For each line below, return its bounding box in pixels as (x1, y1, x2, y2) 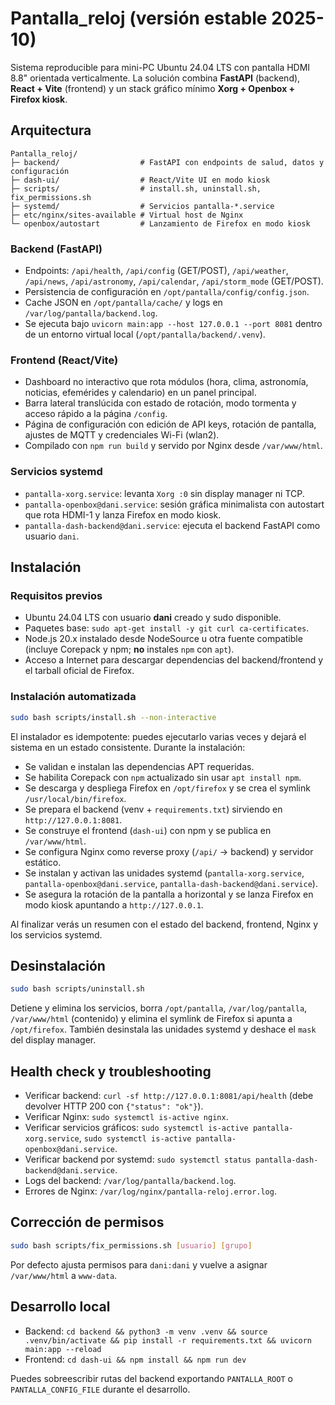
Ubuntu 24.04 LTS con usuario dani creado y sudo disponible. (24, 612, 282, 624)
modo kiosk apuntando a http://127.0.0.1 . (24, 898, 204, 911)
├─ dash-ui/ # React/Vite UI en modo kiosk (10, 175, 271, 185)
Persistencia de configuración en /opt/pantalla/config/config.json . (24, 286, 310, 298)
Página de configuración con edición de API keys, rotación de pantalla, (24, 418, 317, 431)
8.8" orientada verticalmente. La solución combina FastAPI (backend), (10, 72, 301, 84)
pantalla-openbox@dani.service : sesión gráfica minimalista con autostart (24, 498, 325, 510)
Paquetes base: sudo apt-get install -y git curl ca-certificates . (24, 622, 310, 634)
